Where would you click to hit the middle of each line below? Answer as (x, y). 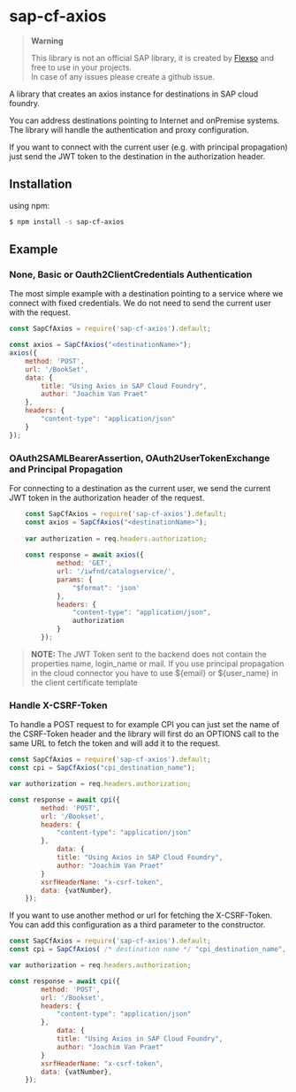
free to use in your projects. (81, 67)
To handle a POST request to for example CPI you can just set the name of (144, 725)
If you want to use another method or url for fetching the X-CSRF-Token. (141, 915)
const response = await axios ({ (84, 555)
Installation (41, 185)
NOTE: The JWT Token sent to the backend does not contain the (148, 654)
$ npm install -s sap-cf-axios (67, 222)
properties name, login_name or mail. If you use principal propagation (157, 663)
